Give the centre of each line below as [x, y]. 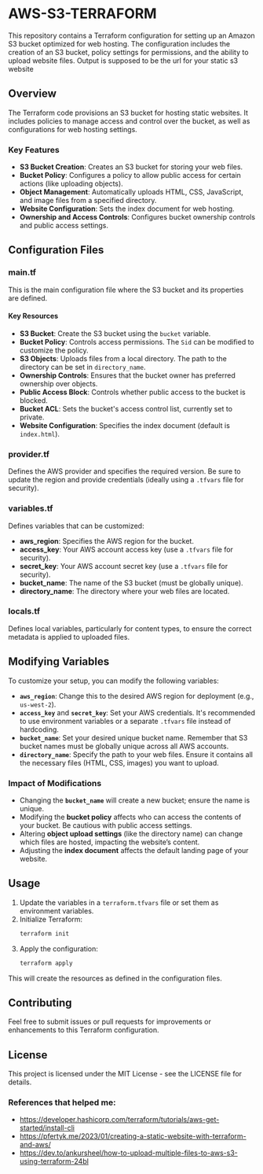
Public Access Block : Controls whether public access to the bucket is [132, 392]
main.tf [22, 272]
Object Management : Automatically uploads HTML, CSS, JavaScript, [131, 192]
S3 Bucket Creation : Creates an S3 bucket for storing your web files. [131, 167]
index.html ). [40, 434]
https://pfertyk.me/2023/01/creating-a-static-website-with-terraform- [133, 1136]
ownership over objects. [58, 383]
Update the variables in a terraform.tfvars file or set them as [119, 903]
